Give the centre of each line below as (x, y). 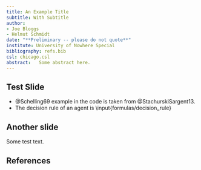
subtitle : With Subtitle (38, 18)
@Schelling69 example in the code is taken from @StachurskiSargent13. (105, 102)
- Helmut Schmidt (28, 34)
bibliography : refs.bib (36, 51)
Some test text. (25, 142)
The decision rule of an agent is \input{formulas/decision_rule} (93, 108)
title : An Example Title (38, 12)
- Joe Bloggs (23, 29)
